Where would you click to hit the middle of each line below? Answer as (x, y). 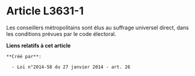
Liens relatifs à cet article (39, 45)
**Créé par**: (24, 56)
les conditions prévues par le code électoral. (61, 34)
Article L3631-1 (45, 11)
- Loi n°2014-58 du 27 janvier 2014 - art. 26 (71, 67)
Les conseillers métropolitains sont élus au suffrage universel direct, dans (98, 28)
